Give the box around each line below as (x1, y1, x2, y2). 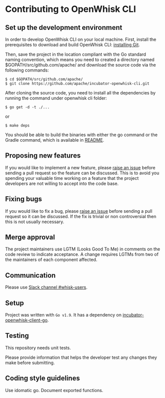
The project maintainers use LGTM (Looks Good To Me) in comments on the (5, 246, 161, 252)
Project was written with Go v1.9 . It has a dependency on (5, 312, 122, 318)
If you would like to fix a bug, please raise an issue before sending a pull (5, 208, 153, 214)
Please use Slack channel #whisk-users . (5, 284, 88, 290)
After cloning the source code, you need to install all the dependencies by (5, 90, 156, 95)
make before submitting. (5, 359, 55, 366)
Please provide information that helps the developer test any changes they (5, 354, 157, 360)
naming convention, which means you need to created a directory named (5, 57, 155, 63)
